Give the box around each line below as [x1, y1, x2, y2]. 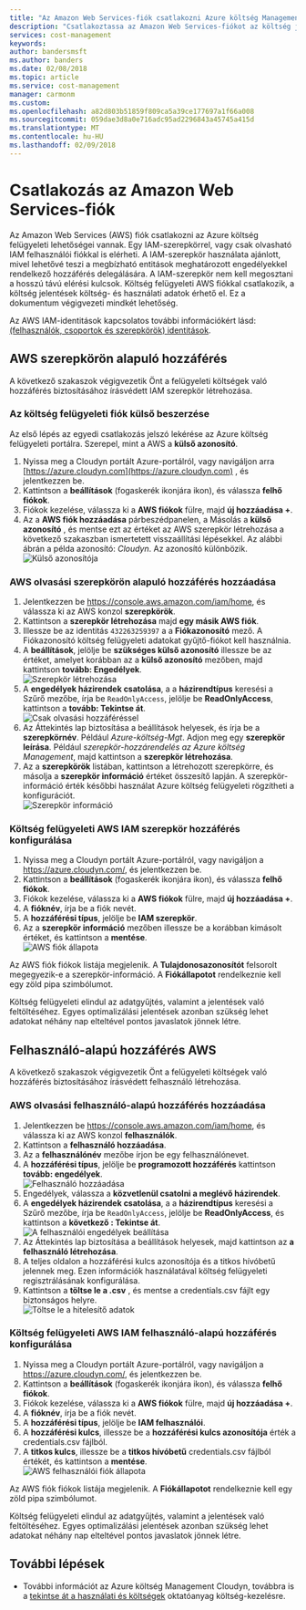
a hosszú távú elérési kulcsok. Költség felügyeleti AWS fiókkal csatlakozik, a [9, 277, 295, 288]
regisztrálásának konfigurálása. [22, 1274, 141, 1286]
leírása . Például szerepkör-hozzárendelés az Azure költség [22, 742, 246, 753]
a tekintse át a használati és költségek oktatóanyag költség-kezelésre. [22, 1590, 286, 1601]
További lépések [9, 1556, 105, 1572]
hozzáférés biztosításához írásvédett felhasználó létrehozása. [9, 1076, 241, 1087]
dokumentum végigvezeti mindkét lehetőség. [9, 297, 178, 308]
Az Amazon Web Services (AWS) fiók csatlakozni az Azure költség [9, 229, 260, 240]
